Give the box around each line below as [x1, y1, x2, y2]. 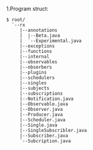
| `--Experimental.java [19, 38, 82, 44]
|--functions [19, 48, 52, 54]
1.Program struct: [6, 5, 49, 12]
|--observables [19, 59, 58, 65]
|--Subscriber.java [19, 133, 68, 139]
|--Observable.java [19, 101, 68, 107]
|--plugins [19, 69, 47, 75]
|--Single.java [19, 122, 58, 128]
